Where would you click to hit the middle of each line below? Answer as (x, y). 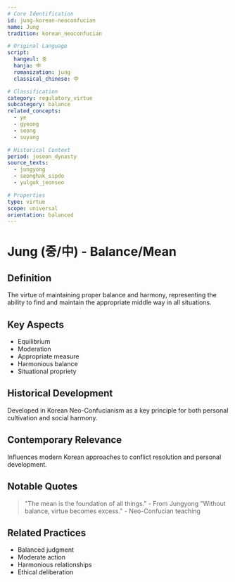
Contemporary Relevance (65, 440)
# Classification (33, 91)
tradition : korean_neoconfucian (55, 33)
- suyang (26, 137)
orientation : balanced (40, 215)
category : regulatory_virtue (50, 98)
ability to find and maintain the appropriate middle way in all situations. (110, 302)
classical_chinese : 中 (46, 79)
